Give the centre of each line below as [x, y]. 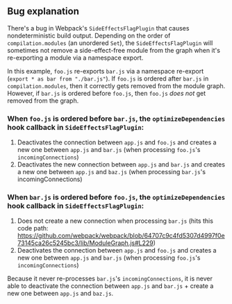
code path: [33, 228]
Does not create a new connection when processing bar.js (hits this [115, 221]
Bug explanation [43, 11]
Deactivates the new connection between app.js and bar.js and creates [121, 164]
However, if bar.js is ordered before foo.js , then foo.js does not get [107, 93]
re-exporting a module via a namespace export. [75, 58]
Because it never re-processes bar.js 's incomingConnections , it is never [110, 279]
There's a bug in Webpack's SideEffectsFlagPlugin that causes [98, 28]
